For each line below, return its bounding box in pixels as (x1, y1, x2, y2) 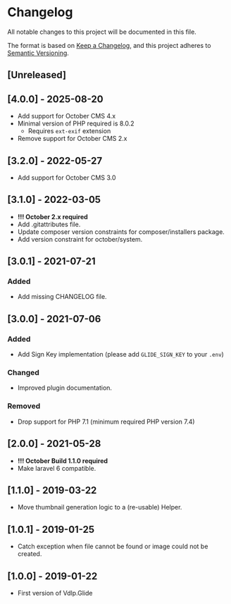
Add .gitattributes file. (17, 220, 81, 228)
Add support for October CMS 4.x (17, 112, 116, 121)
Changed (7, 368, 40, 378)
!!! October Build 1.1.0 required (17, 456, 108, 465)
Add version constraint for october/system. (17, 235, 143, 243)
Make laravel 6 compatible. (17, 464, 96, 472)
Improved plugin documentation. (17, 383, 113, 392)
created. (17, 550, 42, 558)
